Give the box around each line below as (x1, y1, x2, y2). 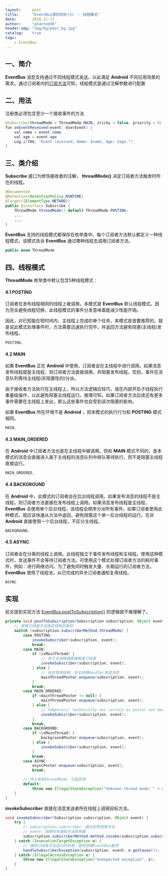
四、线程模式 (5, 263, 45, 271)
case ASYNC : (23, 758, 48, 764)
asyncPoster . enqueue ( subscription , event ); (31, 763, 124, 768)
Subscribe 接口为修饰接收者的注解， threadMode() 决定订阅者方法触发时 (5, 173, 156, 179)
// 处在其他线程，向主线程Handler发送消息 (40, 670, 119, 675)
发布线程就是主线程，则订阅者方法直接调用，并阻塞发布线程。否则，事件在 (5, 369, 158, 375)
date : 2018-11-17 (5, 17, 55, 22)
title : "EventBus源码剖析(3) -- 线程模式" (5, 12, 100, 17)
